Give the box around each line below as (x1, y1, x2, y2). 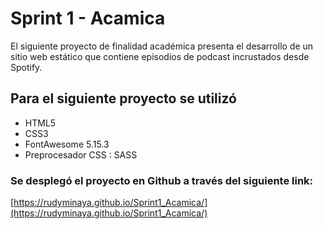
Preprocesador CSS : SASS (24, 148, 138, 161)
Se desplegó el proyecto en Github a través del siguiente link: (10, 173, 314, 187)
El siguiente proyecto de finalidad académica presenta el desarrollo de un (10, 40, 314, 52)
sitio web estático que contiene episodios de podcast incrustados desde (10, 50, 310, 62)
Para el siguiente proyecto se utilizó (10, 90, 237, 107)
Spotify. (10, 61, 43, 73)
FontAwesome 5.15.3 (24, 138, 110, 150)
